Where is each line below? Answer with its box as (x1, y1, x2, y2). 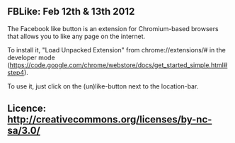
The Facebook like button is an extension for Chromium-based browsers (7, 24, 219, 33)
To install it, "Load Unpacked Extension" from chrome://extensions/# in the (7, 45, 227, 54)
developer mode (7, 53, 55, 62)
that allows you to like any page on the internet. (7, 32, 146, 40)
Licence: (7, 103, 47, 115)
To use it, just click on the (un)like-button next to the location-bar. (7, 81, 199, 91)
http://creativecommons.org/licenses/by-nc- (7, 113, 212, 126)
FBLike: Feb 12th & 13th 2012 (7, 6, 135, 18)
